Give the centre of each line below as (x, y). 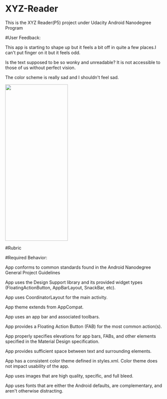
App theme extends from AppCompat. (44, 307)
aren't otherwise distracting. (34, 390)
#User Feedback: (23, 38)
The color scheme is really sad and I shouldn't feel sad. (62, 77)
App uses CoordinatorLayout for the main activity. (56, 297)
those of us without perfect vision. (40, 68)
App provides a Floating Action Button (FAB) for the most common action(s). (84, 326)
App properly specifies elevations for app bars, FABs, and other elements (81, 336)
